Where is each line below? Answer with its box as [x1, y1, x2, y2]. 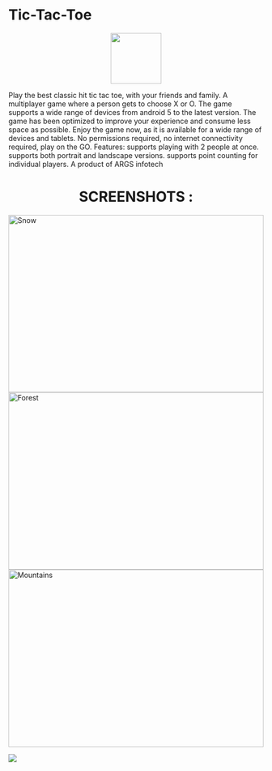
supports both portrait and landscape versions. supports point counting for [8, 150, 258, 160]
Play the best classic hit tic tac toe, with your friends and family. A [8, 90, 228, 100]
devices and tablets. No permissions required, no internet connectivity [8, 133, 243, 143]
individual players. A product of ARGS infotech [8, 159, 164, 169]
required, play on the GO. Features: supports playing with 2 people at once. [8, 142, 259, 152]
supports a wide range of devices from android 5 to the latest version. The [8, 107, 257, 117]
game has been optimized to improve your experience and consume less [8, 116, 251, 126]
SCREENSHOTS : [79, 188, 193, 206]
